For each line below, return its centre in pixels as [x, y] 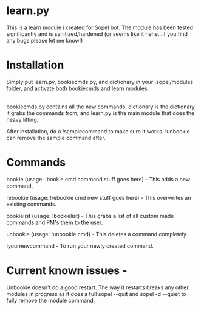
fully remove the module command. [51, 300]
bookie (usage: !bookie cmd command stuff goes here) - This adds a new [98, 179]
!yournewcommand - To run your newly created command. [80, 246]
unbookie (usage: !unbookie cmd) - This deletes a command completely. [97, 234]
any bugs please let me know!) [45, 40]
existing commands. [32, 204]
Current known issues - [67, 270]
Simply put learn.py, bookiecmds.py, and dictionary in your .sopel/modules [100, 82]
